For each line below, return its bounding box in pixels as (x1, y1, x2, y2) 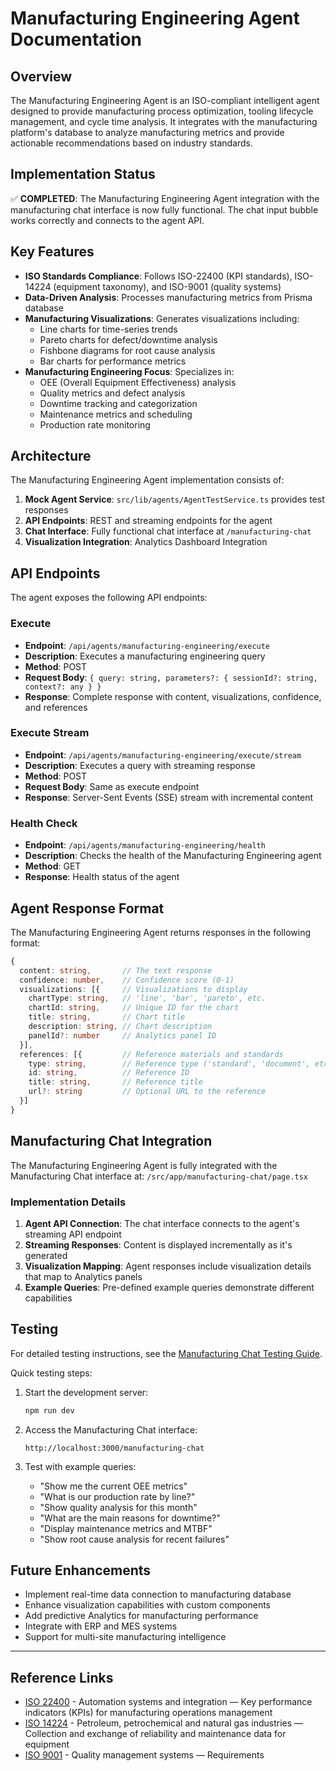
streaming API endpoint (24, 1228, 122, 1240)
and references (24, 701, 88, 713)
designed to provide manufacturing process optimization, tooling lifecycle (10, 105, 314, 117)
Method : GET (24, 860, 82, 872)
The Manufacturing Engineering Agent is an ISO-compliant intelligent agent (10, 95, 320, 106)
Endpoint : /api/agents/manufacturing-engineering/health (24, 839, 266, 851)
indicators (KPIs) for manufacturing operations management (24, 1707, 273, 1719)
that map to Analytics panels (24, 1270, 143, 1282)
